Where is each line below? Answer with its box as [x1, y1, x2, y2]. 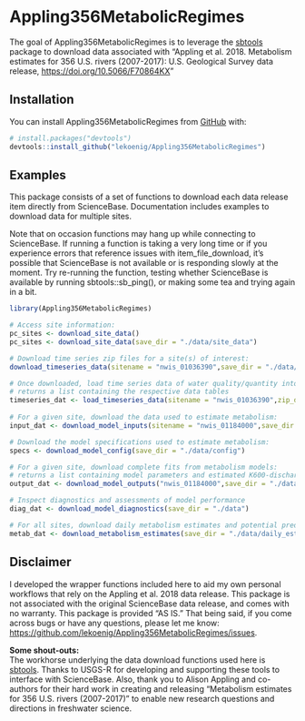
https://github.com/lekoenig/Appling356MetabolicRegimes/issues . [9, 626, 258, 638]
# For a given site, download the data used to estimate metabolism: [9, 412, 279, 422]
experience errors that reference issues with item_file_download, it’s [9, 248, 264, 259]
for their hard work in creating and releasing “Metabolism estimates [39, 683, 292, 694]
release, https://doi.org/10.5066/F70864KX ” [9, 66, 174, 76]
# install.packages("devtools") [9, 134, 132, 143]
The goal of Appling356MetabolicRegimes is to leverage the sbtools [9, 36, 263, 47]
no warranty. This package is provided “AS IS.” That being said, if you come [9, 607, 292, 618]
